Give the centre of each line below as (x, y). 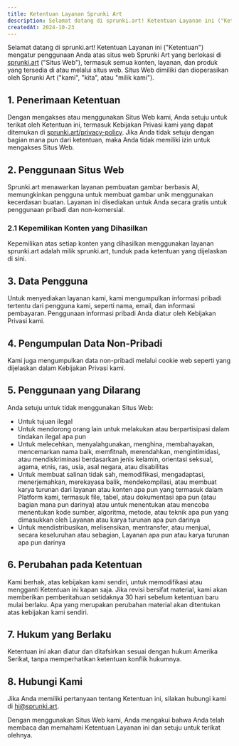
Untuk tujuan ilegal (45, 421)
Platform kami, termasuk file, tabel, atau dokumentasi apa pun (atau (117, 497)
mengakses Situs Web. (41, 147)
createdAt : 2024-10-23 (41, 27)
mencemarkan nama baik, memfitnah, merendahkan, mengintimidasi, (119, 451)
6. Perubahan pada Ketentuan (75, 565)
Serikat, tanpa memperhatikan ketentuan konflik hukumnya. (95, 659)
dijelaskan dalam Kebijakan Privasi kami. (67, 368)
